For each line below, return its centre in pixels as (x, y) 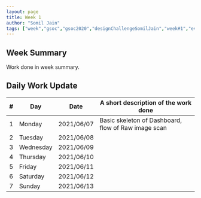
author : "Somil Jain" (33, 23)
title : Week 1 (24, 17)
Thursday (32, 157)
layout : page (22, 12)
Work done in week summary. (43, 67)
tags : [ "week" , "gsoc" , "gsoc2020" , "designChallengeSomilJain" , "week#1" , (97, 28)
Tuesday (31, 137)
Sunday (30, 186)
